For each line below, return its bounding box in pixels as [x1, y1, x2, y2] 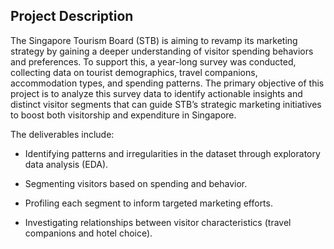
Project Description [10, 8, 134, 25]
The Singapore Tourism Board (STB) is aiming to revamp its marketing [10, 34, 298, 46]
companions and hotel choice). [24, 227, 153, 239]
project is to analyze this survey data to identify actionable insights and [10, 87, 303, 99]
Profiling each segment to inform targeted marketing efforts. [24, 197, 273, 209]
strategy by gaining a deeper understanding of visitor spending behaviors [10, 45, 314, 57]
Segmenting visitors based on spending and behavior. [24, 177, 248, 189]
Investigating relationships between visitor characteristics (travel [24, 216, 292, 228]
